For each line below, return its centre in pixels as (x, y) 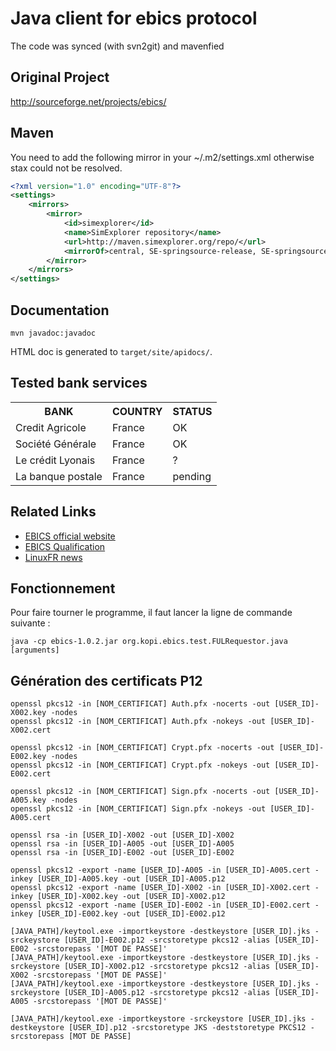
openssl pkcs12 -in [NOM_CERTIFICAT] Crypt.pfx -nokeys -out (140, 765)
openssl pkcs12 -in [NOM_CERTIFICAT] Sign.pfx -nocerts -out (140, 792)
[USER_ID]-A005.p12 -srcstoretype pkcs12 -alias (167, 993)
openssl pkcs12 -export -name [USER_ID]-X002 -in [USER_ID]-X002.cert (160, 888)
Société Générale (56, 444)
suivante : (30, 623)
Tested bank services (79, 383)
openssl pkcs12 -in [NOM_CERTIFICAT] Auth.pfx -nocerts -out (140, 704)
